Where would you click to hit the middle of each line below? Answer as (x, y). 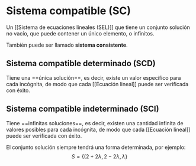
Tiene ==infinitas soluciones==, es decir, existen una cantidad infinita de (95, 123)
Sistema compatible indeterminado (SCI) (83, 109)
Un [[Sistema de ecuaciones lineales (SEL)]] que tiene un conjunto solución (98, 27)
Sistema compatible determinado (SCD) (81, 64)
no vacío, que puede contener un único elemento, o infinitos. (81, 33)
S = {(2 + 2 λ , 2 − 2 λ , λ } (99, 156)
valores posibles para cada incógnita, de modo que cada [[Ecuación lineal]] (98, 129)
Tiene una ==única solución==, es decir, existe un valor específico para (94, 77)
